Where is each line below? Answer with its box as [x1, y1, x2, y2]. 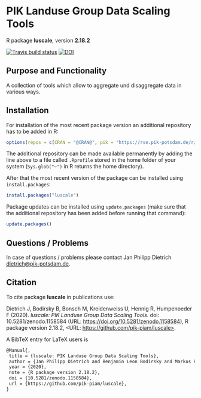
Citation [6, 278, 37, 288]
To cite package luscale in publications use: [6, 293, 115, 300]
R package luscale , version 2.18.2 [6, 37, 90, 44]
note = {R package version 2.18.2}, [8, 370, 100, 376]
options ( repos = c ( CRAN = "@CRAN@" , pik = [6, 139, 114, 145]
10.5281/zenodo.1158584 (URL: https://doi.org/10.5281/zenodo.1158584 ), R [6, 318, 188, 325]
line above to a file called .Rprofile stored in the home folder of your [6, 156, 176, 164]
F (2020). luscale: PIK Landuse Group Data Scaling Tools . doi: [6, 311, 160, 318]
